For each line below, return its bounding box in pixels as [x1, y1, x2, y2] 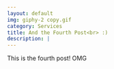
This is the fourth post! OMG [7, 54, 87, 62]
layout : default [7, 10, 53, 17]
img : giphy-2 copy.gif [7, 16, 72, 23]
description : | [7, 36, 51, 42]
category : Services [7, 23, 63, 29]
